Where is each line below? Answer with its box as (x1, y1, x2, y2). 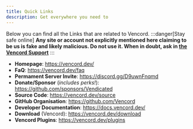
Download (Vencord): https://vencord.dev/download (14, 110, 142, 117)
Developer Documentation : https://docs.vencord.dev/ (14, 104, 146, 111)
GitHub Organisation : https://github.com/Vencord (14, 97, 136, 104)
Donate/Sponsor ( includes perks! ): (14, 79, 99, 86)
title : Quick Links (6, 8, 54, 15)
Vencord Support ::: (6, 49, 55, 56)
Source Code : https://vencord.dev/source (14, 91, 116, 99)
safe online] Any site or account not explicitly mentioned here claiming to (6, 36, 187, 43)
